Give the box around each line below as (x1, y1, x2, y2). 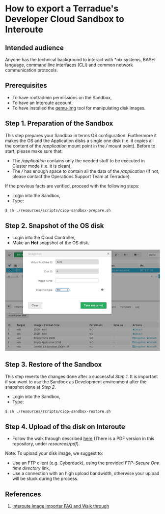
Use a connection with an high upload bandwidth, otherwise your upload (12, 471, 160, 477)
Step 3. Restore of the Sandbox (5, 361, 102, 369)
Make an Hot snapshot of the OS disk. (12, 240, 89, 246)
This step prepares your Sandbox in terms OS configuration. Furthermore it (5, 132, 157, 138)
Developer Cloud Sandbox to (5, 13, 124, 25)
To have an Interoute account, (12, 100, 73, 106)
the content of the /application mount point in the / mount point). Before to (5, 143, 156, 148)
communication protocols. (5, 67, 58, 73)
